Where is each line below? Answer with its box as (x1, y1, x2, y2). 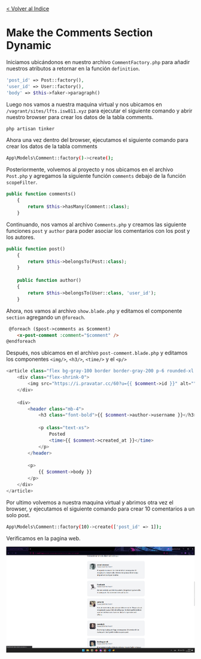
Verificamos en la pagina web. (6, 535, 81, 542)
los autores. (6, 233, 35, 241)
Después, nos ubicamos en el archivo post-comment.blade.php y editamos (6, 350, 188, 357)
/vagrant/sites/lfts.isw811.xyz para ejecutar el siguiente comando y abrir (6, 107, 193, 114)
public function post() (6, 245, 66, 252)
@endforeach (6, 338, 36, 345)
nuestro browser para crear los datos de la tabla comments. (6, 113, 154, 120)
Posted (48, 431, 66, 438)
